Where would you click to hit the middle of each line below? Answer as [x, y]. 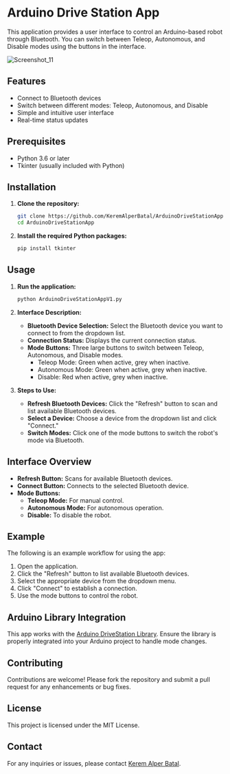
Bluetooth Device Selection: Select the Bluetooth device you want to [125, 326]
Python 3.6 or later [43, 158]
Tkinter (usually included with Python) [71, 165]
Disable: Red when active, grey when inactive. [103, 377]
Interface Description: [49, 312]
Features [26, 82]
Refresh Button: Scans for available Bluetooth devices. [95, 478]
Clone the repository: [48, 204]
